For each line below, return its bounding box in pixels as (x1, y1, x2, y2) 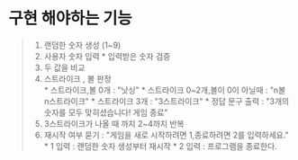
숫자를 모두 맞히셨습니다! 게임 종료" (43, 107, 168, 118)
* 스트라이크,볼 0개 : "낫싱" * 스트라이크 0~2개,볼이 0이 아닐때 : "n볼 (43, 84, 286, 95)
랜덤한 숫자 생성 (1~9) (43, 40, 122, 50)
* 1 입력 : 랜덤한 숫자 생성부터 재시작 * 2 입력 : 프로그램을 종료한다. (43, 140, 278, 151)
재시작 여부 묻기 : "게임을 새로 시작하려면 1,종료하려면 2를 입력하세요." (43, 129, 289, 140)
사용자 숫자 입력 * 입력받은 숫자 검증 (43, 50, 171, 61)
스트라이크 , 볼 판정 (43, 73, 112, 84)
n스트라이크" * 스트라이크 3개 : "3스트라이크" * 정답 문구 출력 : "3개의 (43, 95, 290, 106)
